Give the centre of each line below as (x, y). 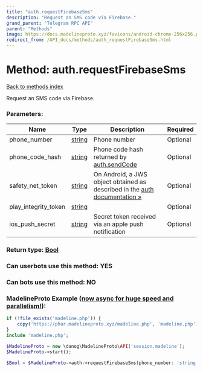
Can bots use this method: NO (51, 282)
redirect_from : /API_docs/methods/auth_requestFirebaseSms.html (89, 40)
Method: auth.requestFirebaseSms (96, 70)
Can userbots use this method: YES (60, 266)
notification (109, 232)
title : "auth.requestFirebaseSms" (50, 12)
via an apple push (118, 224)
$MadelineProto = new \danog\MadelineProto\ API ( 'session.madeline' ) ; (96, 346)
